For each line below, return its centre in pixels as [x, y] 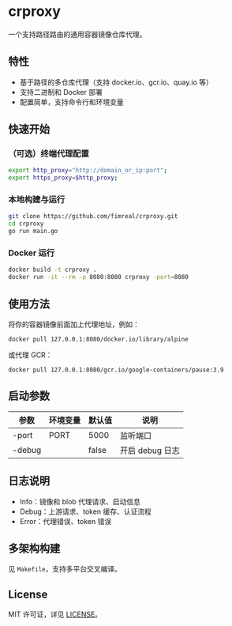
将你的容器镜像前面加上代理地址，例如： [74, 324]
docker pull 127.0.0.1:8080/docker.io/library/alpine [99, 339]
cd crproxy [26, 224]
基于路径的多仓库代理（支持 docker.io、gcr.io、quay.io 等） [116, 82]
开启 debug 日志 [150, 451]
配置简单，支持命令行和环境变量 [71, 102]
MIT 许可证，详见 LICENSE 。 [55, 614]
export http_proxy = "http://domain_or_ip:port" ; [88, 171]
